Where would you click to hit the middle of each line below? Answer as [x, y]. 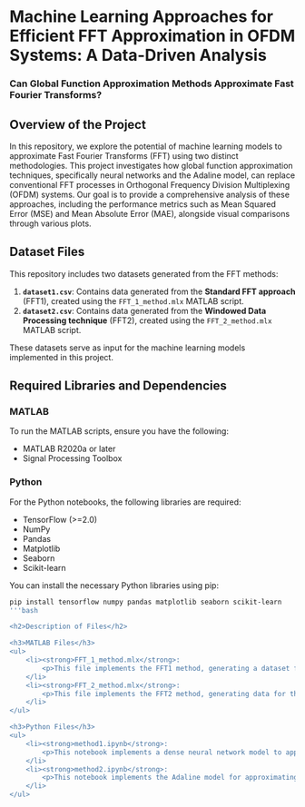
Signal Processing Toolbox [72, 458]
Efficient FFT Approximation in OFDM [152, 36]
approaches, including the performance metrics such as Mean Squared [143, 204]
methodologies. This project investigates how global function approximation [151, 165]
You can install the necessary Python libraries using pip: [114, 585]
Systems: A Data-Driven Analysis [138, 55]
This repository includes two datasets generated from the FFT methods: [144, 273]
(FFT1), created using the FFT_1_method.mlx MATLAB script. [133, 300]
